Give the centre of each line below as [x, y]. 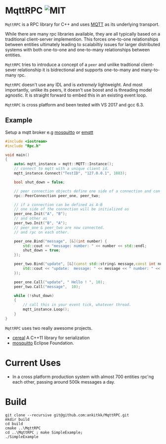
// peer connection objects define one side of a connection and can [87, 191]
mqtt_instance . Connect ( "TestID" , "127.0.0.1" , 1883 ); [70, 173]
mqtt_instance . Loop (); [46, 309]
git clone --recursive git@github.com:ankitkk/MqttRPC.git [67, 415]
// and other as [31, 219]
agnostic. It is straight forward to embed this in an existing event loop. [76, 95]
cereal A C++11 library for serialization [51, 338]
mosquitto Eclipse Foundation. [43, 343]
